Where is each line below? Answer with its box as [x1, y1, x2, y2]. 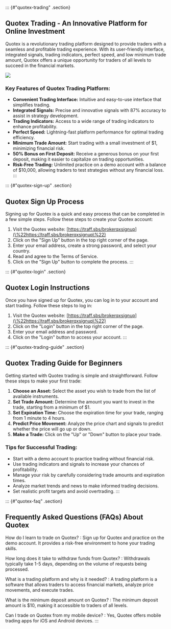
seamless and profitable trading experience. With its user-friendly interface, [5, 46, 165, 52]
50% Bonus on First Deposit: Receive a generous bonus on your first [12, 151, 159, 157]
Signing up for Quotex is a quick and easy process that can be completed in [5, 211, 165, 217]
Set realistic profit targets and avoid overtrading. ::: [12, 488, 120, 494]
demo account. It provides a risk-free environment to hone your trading [5, 540, 155, 546]
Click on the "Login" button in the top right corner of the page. [12, 323, 144, 329]
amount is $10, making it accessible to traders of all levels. [5, 602, 128, 608]
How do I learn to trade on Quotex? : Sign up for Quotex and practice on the [5, 534, 164, 541]
